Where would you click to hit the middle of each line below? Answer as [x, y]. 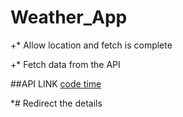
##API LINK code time [56, 83]
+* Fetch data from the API [65, 64]
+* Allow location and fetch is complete [91, 45]
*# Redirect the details [56, 103]
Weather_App [69, 17]
